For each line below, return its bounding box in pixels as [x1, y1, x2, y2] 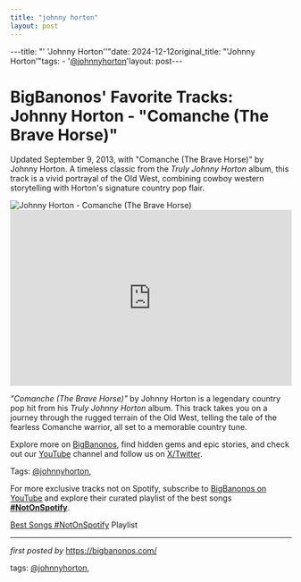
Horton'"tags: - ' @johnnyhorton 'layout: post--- [10, 55, 183, 66]
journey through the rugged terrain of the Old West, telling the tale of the [10, 412, 278, 423]
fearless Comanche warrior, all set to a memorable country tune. [10, 422, 248, 433]
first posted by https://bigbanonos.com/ [10, 545, 157, 556]
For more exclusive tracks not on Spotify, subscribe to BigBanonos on [10, 484, 267, 494]
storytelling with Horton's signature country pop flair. [10, 182, 205, 193]
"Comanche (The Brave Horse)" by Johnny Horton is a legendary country [10, 393, 281, 404]
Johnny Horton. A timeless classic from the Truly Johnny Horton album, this [10, 164, 289, 174]
